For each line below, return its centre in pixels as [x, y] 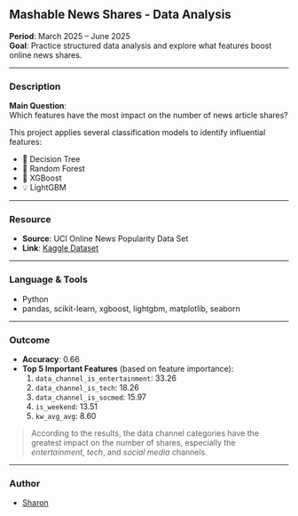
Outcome [30, 340]
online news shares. [46, 55]
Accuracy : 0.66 [51, 359]
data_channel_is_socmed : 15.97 [90, 397]
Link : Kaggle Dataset [60, 248]
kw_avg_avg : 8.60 [66, 416]
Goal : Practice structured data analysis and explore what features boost [141, 45]
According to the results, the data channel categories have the [145, 433]
